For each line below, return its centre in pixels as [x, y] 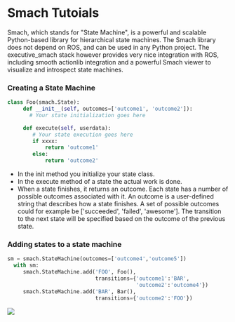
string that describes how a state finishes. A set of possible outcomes [118, 204]
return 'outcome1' [72, 148]
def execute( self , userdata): [67, 128]
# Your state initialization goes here [87, 115]
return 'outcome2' [72, 161]
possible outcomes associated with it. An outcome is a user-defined [115, 196]
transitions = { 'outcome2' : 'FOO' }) [144, 298]
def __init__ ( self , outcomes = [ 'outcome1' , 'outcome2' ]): [108, 109]
